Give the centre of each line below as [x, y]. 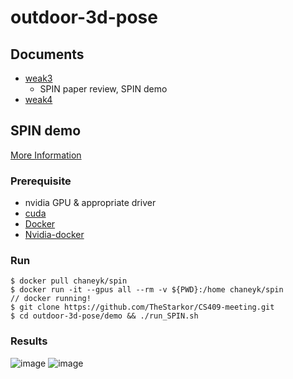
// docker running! [51, 299]
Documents [47, 54]
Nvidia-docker [54, 235]
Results [29, 341]
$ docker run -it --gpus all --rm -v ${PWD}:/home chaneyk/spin [147, 290]
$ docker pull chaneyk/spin [69, 281]
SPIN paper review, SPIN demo [103, 89]
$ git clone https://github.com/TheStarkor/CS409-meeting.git [142, 307]
